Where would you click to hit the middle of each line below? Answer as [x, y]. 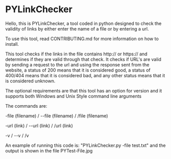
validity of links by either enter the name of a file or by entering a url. [77, 28]
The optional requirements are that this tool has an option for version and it [84, 90]
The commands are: [26, 106]
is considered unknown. [31, 81]
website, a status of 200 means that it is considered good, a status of [78, 70]
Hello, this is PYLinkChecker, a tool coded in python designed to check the [83, 23]
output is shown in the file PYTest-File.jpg [49, 150]
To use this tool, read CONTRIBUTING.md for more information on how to [82, 39]
